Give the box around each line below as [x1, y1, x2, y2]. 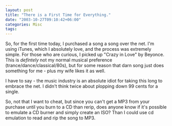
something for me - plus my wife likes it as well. [5, 68, 106, 74]
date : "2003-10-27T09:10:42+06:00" [5, 17, 81, 22]
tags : [5, 27, 17, 32]
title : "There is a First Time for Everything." [5, 12, 111, 17]
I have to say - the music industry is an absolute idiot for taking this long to [5, 78, 163, 84]
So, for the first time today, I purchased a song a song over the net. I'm [5, 40, 155, 47]
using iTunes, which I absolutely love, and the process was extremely [5, 46, 152, 52]
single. [5, 89, 19, 95]
